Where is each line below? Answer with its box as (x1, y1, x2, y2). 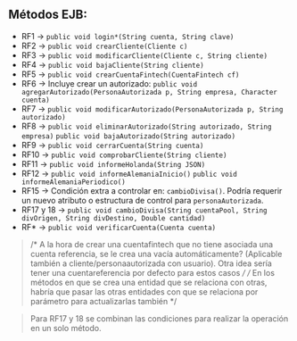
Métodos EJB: (8, 7, 88, 22)
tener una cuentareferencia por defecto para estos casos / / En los (29, 267, 276, 278)
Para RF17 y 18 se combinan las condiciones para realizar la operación (29, 312, 289, 324)
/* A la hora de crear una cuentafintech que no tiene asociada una (29, 238, 274, 249)
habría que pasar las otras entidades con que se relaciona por (29, 286, 259, 297)
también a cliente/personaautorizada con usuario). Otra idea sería (29, 258, 273, 269)
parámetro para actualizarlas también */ (29, 295, 177, 306)
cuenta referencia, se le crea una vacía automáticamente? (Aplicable (29, 248, 283, 259)
